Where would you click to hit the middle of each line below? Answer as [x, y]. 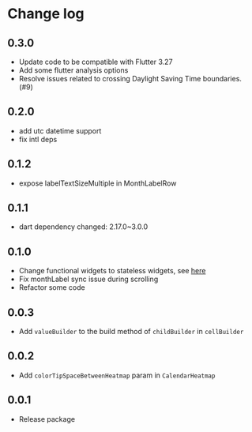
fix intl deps [38, 139]
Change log [46, 14]
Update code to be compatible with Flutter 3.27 [96, 62]
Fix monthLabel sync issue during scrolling [88, 279]
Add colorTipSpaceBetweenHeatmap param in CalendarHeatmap [117, 375]
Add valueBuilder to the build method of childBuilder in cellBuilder [131, 332]
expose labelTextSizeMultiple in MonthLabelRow [98, 183]
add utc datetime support [60, 130]
